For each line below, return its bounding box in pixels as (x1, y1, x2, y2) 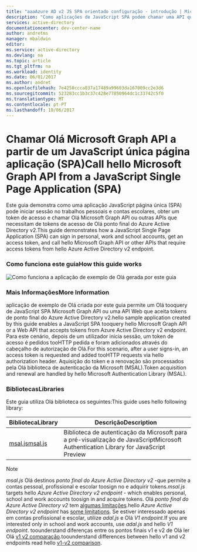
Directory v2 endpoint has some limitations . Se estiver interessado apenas (6, 508, 186, 515)
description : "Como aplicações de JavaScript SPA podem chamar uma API (6, 14, 185, 20)
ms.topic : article (6, 58, 51, 63)
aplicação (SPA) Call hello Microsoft (6, 157, 182, 170)
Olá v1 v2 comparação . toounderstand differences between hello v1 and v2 (6, 533, 186, 540)
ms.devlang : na (6, 52, 43, 58)
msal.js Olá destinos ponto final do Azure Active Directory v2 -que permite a (6, 477, 191, 484)
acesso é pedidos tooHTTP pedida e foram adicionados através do (6, 339, 168, 346)
